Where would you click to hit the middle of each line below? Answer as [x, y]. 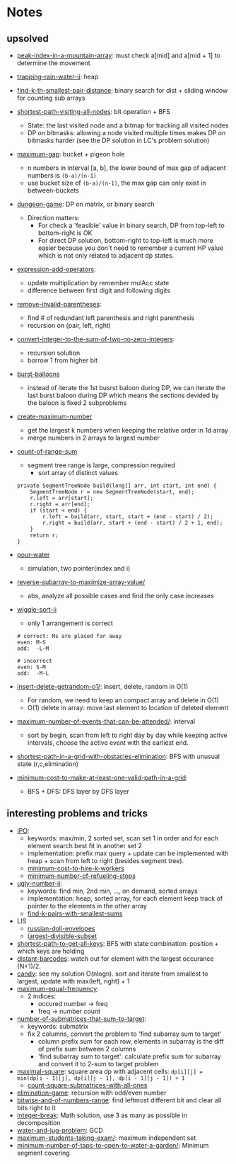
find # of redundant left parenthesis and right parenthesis [111, 318]
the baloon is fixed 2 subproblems [77, 403]
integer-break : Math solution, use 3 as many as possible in [102, 1115]
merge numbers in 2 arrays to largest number [93, 438]
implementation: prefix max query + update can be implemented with [128, 853]
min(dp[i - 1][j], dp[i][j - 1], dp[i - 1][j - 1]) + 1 [101, 1078]
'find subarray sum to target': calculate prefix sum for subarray [130, 1056]
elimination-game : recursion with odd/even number [92, 1092]
